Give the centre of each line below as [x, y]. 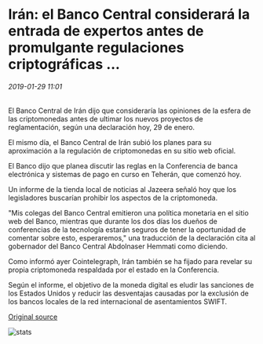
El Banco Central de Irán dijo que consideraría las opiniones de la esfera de [130, 110]
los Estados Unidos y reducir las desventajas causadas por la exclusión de [128, 293]
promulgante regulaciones [96, 48]
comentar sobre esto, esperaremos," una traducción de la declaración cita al [132, 238]
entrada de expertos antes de [106, 31]
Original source [33, 317]
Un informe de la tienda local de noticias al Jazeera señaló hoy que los [122, 190]
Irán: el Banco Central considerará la [129, 14]
